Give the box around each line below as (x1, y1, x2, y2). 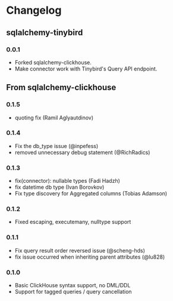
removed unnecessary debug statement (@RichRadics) (14, 149, 150, 156)
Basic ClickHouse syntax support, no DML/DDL (14, 282, 131, 289)
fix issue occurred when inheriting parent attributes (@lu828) (14, 253, 165, 260)
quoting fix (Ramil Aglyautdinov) (14, 114, 94, 121)
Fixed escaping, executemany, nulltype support (14, 219, 131, 226)
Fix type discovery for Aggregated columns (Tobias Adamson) (14, 190, 168, 197)
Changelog (6, 4, 62, 17)
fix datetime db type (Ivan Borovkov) (14, 183, 105, 191)
